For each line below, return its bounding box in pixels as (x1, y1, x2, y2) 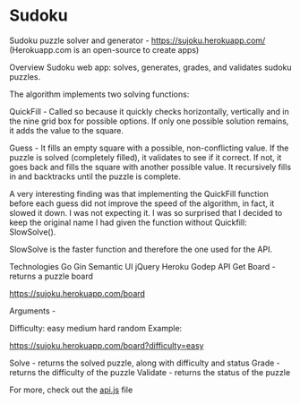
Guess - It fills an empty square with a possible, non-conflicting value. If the (9, 142, 289, 153)
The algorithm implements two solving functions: (9, 89, 190, 99)
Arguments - (9, 305, 56, 316)
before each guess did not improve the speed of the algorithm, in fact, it (9, 198, 275, 209)
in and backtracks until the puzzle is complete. (9, 171, 181, 182)
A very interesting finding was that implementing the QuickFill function (9, 188, 269, 199)
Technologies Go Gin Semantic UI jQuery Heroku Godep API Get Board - (9, 261, 276, 271)
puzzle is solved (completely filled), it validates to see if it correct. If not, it (9, 151, 282, 162)
